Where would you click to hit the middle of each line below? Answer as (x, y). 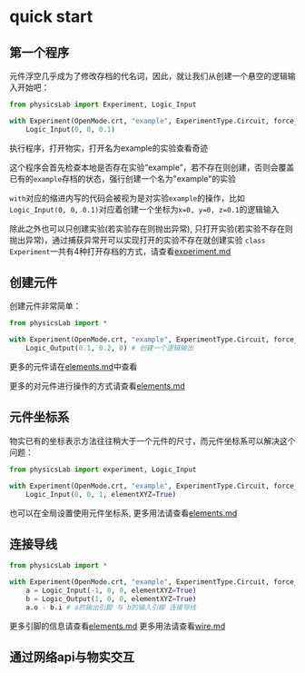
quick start (51, 17)
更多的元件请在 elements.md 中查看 (74, 367)
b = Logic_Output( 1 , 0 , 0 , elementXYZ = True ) (111, 599)
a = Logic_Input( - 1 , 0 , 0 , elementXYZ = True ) (111, 591)
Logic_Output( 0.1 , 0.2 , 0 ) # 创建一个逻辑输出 (110, 348)
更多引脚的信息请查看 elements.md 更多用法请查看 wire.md (117, 626)
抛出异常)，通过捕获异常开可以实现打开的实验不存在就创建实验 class (138, 240)
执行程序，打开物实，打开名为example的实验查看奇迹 (109, 148)
